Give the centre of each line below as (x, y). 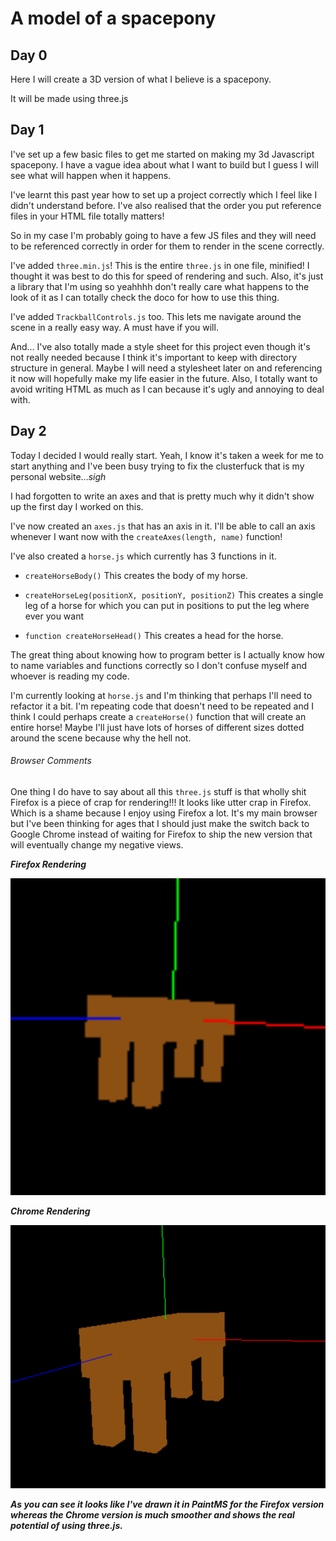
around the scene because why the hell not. (101, 738)
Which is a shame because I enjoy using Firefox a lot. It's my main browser (164, 813)
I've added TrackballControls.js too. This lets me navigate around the (156, 316)
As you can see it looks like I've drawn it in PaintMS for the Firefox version (167, 1504)
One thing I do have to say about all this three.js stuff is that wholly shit (158, 791)
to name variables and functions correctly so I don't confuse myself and (158, 665)
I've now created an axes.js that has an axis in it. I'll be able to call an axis (163, 526)
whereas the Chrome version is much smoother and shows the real (152, 1515)
